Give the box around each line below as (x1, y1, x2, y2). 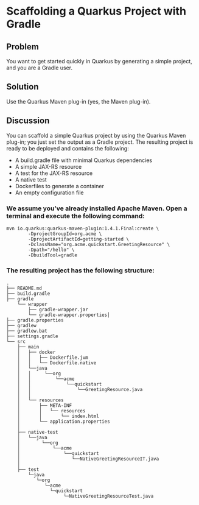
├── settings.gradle (6, 333, 59, 339)
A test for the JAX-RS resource (15, 169, 93, 177)
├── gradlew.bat (6, 328, 47, 334)
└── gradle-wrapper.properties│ (28, 312, 111, 318)
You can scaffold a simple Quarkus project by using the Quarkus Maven (6, 132, 186, 139)
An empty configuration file (15, 189, 84, 196)
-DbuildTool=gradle (28, 252, 78, 258)
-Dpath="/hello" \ (28, 247, 75, 253)
